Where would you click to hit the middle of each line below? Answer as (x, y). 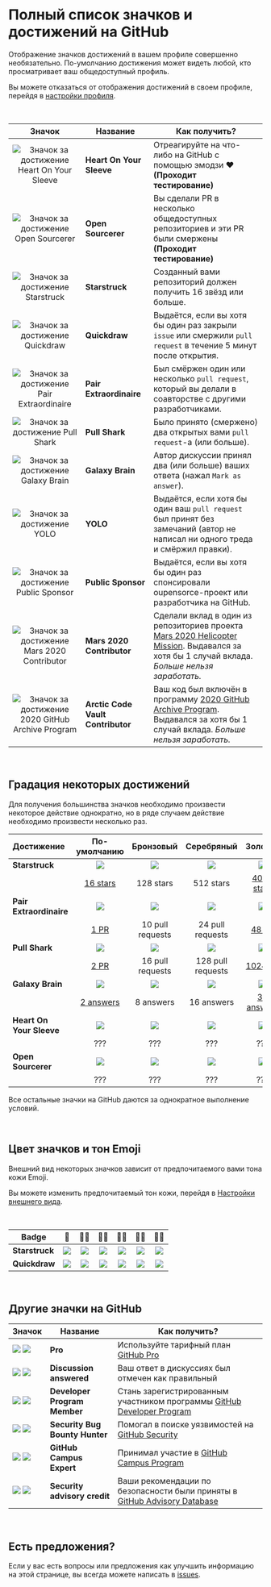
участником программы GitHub (179, 1402)
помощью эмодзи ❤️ (194, 165)
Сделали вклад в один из (202, 615)
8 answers (155, 1002)
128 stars (154, 883)
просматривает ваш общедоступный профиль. (89, 71)
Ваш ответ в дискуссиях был (174, 1368)
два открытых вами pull (201, 431)
